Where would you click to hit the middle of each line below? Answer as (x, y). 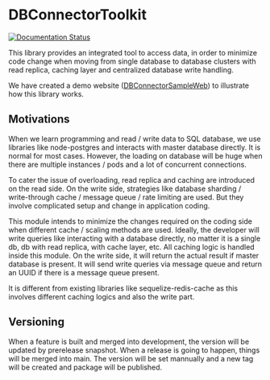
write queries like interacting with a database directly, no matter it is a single (135, 238)
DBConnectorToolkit (78, 15)
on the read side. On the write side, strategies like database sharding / (125, 188)
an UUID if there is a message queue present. (84, 272)
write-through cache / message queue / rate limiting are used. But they (126, 197)
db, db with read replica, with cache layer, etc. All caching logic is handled (132, 246)
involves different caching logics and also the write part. (102, 296)
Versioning (36, 322)
